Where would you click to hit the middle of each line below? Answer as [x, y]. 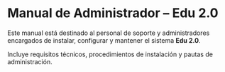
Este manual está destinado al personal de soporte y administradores [109, 33]
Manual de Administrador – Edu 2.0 [113, 13]
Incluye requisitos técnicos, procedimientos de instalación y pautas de [110, 54]
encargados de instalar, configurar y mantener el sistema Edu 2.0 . [104, 40]
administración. [30, 61]
